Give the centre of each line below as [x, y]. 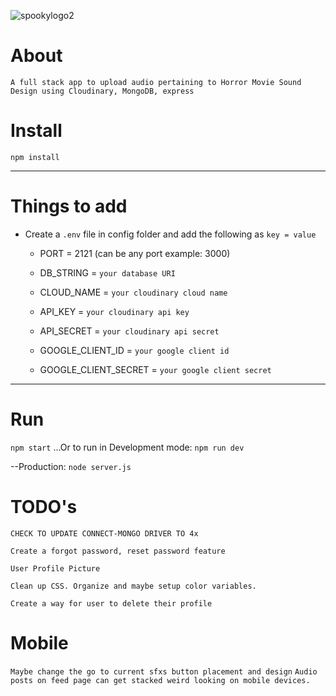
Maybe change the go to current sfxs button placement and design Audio [164, 671]
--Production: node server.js [71, 466]
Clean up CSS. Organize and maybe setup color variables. [133, 586]
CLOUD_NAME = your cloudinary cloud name [133, 292]
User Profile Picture [55, 568]
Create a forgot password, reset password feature [118, 551]
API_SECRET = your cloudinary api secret [129, 331]
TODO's [44, 506]
